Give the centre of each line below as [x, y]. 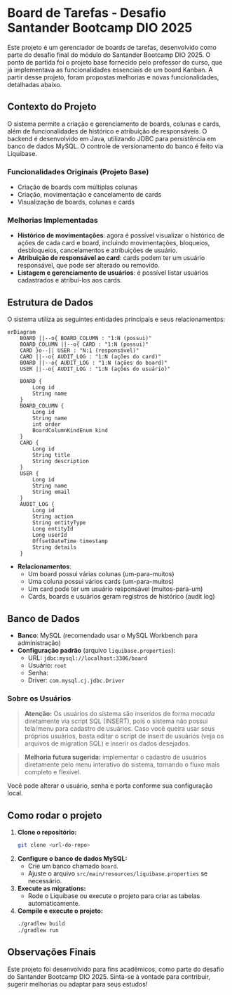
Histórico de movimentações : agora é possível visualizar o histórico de [121, 235]
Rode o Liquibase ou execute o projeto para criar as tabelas [114, 896]
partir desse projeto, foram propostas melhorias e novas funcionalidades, [113, 77]
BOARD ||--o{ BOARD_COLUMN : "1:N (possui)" [86, 339]
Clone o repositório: [47, 832]
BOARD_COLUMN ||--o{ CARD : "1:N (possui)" [84, 345]
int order [47, 424]
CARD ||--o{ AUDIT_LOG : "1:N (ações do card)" [90, 357]
